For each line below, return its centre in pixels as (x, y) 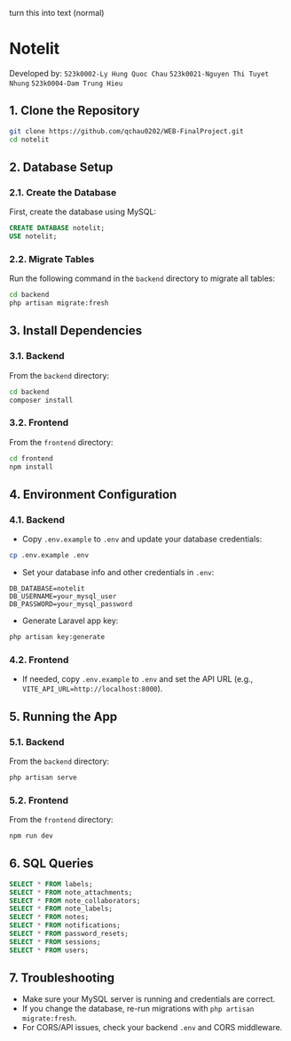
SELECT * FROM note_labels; (61, 909)
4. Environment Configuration (93, 494)
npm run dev (31, 836)
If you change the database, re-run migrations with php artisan (138, 1009)
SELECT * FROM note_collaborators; (75, 901)
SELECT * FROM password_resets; (69, 933)
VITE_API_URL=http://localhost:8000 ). (92, 689)
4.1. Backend (37, 519)
